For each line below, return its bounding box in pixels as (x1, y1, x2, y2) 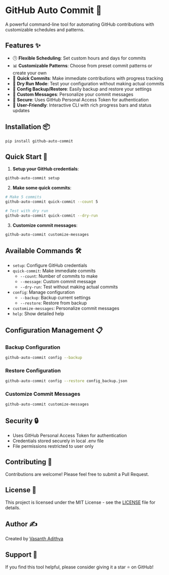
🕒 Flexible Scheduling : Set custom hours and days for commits (12, 55, 146, 61)
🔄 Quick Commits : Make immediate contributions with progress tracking (12, 75, 163, 81)
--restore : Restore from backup (20, 300, 87, 306)
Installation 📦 (5, 123, 50, 131)
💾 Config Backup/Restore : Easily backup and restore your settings (12, 86, 152, 92)
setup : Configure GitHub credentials (12, 263, 87, 269)
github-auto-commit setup (5, 176, 60, 181)
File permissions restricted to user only (12, 443, 94, 449)
